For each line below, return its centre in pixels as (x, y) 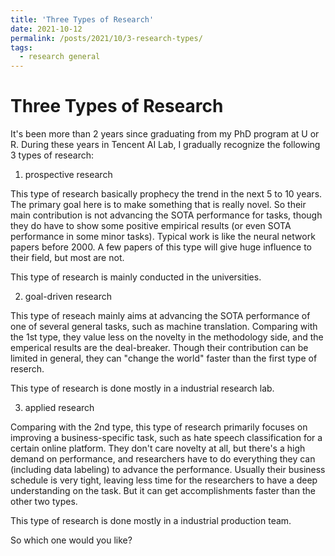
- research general (60, 57)
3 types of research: (52, 155)
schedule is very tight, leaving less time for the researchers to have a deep (164, 480)
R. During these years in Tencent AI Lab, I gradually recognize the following (165, 145)
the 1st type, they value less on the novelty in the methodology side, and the (167, 337)
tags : (21, 47)
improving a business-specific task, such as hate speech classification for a (166, 438)
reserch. (27, 369)
